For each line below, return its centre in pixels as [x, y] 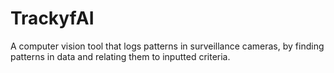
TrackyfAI [52, 18]
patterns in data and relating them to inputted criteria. [120, 56]
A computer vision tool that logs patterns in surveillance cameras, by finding [167, 46]
